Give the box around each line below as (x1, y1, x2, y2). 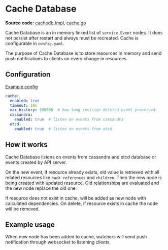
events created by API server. (5, 159, 67, 165)
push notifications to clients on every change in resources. (5, 55, 128, 61)
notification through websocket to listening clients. (5, 239, 111, 245)
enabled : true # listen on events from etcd (14, 126, 113, 132)
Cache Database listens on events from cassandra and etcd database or (5, 154, 156, 160)
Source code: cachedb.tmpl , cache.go (5, 20, 86, 26)
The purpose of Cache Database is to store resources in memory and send (5, 50, 162, 56)
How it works (5, 140, 48, 149)
